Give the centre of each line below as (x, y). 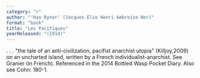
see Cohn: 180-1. (27, 70)
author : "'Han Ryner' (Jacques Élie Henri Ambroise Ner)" (80, 17)
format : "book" (25, 23)
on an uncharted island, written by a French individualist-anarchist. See (94, 57)
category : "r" (24, 12)
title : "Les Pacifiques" (37, 28)
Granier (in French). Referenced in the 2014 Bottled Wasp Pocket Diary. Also (100, 64)
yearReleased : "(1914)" (36, 34)
